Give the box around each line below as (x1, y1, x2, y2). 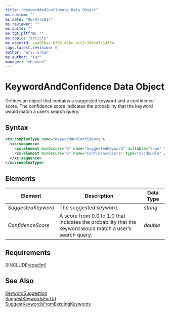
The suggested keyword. (59, 204, 118, 211)
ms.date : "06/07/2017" (5, 17, 53, 22)
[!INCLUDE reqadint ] (5, 262, 47, 268)
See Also (5, 277, 34, 285)
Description (84, 192, 114, 200)
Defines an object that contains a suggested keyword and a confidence (5, 98, 154, 104)
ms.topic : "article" (5, 36, 49, 41)
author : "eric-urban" (5, 50, 51, 55)
